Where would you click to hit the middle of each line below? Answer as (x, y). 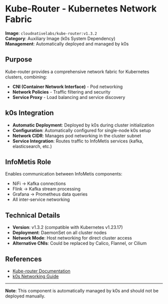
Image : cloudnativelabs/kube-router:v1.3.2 (51, 33)
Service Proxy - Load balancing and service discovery (69, 97)
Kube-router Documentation (41, 271)
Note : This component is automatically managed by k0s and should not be (82, 291)
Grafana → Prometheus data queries (50, 194)
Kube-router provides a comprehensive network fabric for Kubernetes (77, 71)
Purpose (19, 60)
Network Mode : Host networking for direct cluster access (72, 238)
